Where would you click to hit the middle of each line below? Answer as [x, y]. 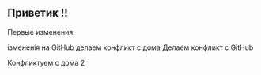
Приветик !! [38, 13]
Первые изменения [40, 32]
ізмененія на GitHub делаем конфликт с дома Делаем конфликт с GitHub [130, 47]
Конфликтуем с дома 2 [46, 62]
